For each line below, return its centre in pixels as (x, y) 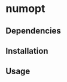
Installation (27, 51)
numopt (25, 9)
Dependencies (33, 31)
